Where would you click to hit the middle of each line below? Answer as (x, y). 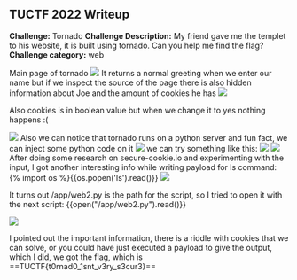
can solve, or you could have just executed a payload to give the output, (141, 247)
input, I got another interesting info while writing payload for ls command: (143, 167)
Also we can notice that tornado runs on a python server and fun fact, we (154, 137)
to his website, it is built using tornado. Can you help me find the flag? (137, 45)
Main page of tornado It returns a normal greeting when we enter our (141, 73)
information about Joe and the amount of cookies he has (113, 93)
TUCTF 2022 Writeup (70, 15)
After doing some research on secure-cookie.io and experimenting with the (147, 158)
